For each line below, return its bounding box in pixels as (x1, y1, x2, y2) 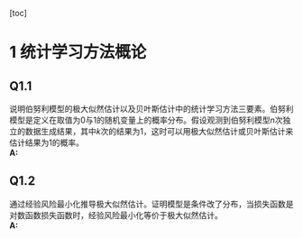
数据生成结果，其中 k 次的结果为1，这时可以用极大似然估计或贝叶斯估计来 (24, 126, 294, 136)
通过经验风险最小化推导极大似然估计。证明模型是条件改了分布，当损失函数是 (9, 198, 294, 209)
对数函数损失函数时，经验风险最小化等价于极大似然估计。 (9, 209, 223, 220)
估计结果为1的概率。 (9, 137, 84, 148)
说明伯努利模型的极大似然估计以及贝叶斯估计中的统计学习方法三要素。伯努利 (9, 104, 294, 114)
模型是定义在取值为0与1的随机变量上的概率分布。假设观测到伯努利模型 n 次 (9, 114, 283, 125)
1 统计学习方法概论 (9, 42, 147, 62)
